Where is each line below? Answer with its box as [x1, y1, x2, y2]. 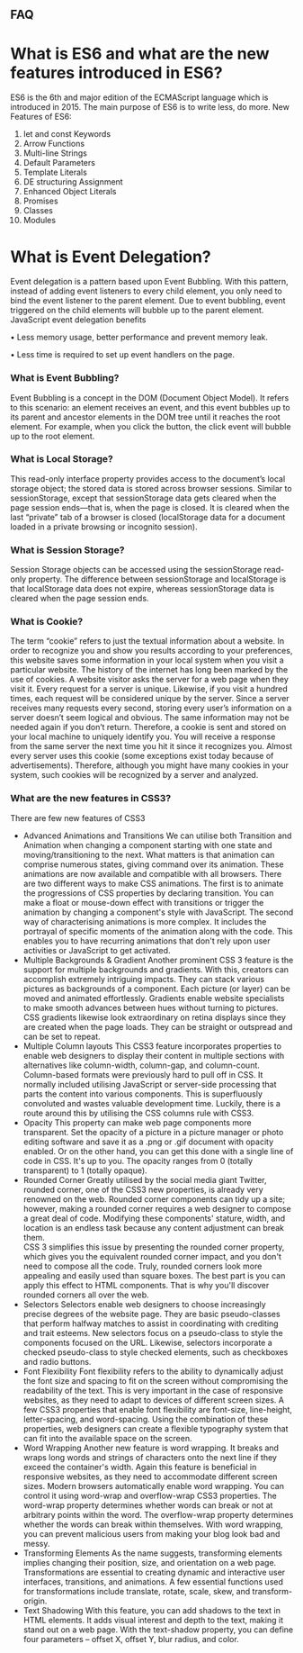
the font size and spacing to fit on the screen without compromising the [22, 1375, 289, 1386]
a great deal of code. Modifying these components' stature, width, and [22, 1213, 286, 1224]
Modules [22, 215, 57, 226]
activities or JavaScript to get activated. [22, 944, 171, 955]
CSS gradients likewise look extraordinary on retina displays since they [22, 1012, 287, 1023]
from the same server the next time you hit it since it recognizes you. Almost [10, 741, 293, 752]
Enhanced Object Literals [22, 186, 117, 197]
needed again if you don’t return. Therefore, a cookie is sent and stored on [10, 722, 287, 733]
